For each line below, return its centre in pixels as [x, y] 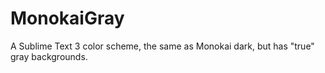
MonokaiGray [67, 18]
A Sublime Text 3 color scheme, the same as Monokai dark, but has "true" [162, 46]
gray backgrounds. [49, 56]
